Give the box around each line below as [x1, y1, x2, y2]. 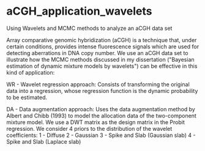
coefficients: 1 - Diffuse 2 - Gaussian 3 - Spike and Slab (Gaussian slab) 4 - [6, 131, 196, 139]
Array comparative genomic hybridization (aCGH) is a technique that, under [6, 36, 197, 43]
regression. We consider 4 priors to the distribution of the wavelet [6, 125, 173, 132]
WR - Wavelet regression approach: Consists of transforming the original [6, 81, 190, 88]
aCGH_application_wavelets [6, 4, 152, 18]
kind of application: [6, 68, 55, 76]
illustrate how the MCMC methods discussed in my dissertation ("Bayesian [6, 56, 195, 63]
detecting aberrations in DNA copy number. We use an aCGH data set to [6, 49, 188, 56]
